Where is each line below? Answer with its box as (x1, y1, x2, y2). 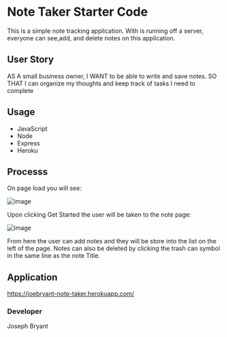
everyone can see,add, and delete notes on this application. (7, 33, 176, 42)
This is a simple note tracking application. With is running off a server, (7, 27, 204, 35)
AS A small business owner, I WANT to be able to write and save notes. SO (7, 72, 217, 80)
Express (16, 139, 40, 147)
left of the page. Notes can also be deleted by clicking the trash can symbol (7, 244, 220, 253)
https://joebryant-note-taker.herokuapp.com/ (7, 290, 135, 298)
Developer (7, 307, 42, 316)
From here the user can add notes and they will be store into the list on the (7, 237, 217, 245)
